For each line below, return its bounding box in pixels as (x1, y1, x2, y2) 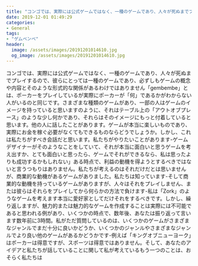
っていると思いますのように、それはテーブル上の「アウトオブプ (31, 106, 186, 113)
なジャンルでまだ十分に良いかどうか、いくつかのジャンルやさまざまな (6, 224, 176, 231)
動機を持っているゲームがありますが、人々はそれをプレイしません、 (21, 180, 187, 187)
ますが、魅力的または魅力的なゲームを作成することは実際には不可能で (21, 202, 192, 209)
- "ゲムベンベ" (6, 36, 39, 42)
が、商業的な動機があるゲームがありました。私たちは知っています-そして (6, 172, 184, 180)
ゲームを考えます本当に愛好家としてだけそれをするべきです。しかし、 (16, 195, 186, 202)
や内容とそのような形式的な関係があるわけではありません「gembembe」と (6, 84, 189, 91)
